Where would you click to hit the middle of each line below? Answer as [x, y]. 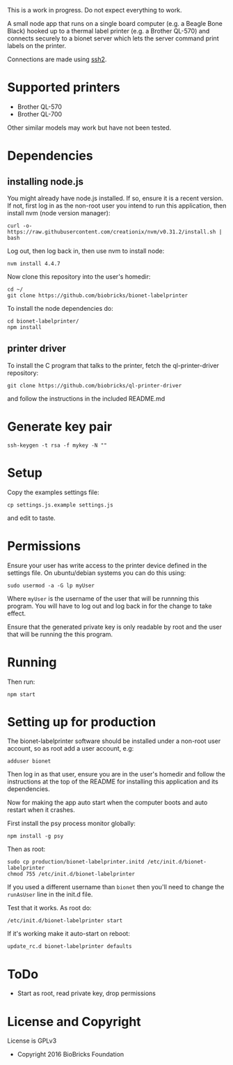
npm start [22, 694]
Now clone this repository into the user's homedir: [79, 276]
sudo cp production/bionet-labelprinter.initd [76, 862]
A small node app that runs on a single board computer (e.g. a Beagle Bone [115, 23]
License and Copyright [74, 1021]
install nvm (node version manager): [59, 213]
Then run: [21, 682]
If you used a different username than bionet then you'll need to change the [116, 887]
